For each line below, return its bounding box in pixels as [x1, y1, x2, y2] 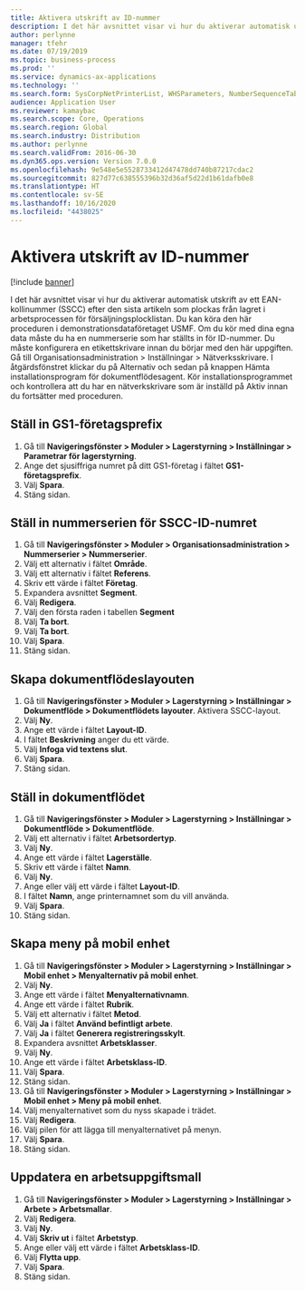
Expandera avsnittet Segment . [23, 587, 138, 599]
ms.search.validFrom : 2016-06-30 [10, 148, 137, 157]
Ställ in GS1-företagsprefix [10, 416, 163, 432]
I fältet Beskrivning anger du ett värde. [23, 734, 170, 745]
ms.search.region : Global [10, 123, 108, 132]
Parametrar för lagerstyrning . [23, 450, 137, 461]
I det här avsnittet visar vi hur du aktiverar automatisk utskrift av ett [10, 294, 261, 305]
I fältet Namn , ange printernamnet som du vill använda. [23, 890, 230, 901]
